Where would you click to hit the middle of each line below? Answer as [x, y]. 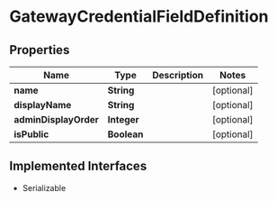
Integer [123, 119]
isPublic [31, 134]
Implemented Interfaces [78, 166]
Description [178, 75]
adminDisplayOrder [56, 119]
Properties [40, 50]
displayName [43, 105]
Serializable [44, 187]
